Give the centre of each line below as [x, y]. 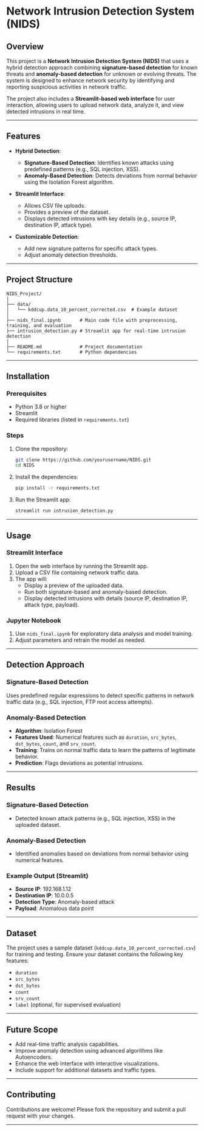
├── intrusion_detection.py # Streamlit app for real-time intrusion [96, 331]
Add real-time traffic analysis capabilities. [67, 1044]
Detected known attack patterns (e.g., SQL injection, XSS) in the [95, 818]
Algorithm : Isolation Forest [49, 731]
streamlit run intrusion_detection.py [64, 511]
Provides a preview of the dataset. [67, 212]
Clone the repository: [42, 449]
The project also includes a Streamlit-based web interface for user [91, 99]
